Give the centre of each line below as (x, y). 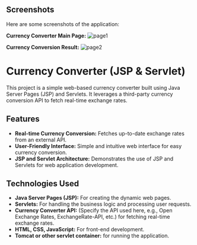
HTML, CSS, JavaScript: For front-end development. (80, 230)
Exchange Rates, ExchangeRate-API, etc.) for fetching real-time (92, 217)
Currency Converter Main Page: (46, 36)
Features (23, 119)
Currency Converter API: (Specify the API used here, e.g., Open (94, 211)
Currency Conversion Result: (43, 47)
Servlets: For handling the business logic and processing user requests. (103, 204)
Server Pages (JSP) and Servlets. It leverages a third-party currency (90, 94)
